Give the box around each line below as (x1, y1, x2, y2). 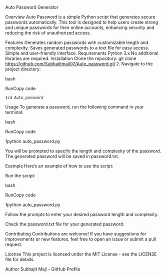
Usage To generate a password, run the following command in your (5, 104, 144, 109)
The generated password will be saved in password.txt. (5, 153, 119, 159)
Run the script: (5, 172, 35, 178)
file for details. (5, 256, 35, 262)
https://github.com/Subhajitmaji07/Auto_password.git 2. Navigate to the (5, 61, 153, 66)
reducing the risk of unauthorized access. (5, 30, 91, 35)
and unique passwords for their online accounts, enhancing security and (5, 24, 154, 30)
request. (5, 241, 22, 247)
